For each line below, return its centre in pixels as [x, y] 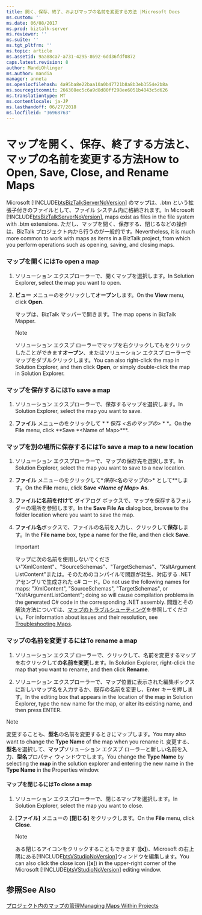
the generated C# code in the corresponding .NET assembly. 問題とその [104, 602]
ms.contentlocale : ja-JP [37, 101]
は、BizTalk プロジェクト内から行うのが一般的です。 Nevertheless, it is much [101, 232]
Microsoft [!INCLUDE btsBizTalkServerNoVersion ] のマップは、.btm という [97, 203]
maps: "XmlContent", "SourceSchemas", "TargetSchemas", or [91, 589]
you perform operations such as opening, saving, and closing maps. [90, 245]
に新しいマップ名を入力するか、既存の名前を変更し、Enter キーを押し [101, 689]
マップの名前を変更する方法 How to [93, 159]
